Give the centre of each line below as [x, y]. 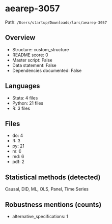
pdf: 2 [18, 162]
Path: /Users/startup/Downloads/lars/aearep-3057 [56, 22]
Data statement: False [34, 65]
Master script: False [32, 60]
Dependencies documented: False [47, 70]
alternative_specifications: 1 [40, 216]
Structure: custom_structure [41, 49]
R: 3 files [21, 108]
